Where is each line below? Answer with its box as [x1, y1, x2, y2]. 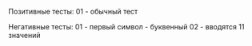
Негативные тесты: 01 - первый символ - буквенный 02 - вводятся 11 [8, 22, 245, 31]
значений [8, 31, 42, 40]
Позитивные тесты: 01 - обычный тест [8, 7, 138, 16]
